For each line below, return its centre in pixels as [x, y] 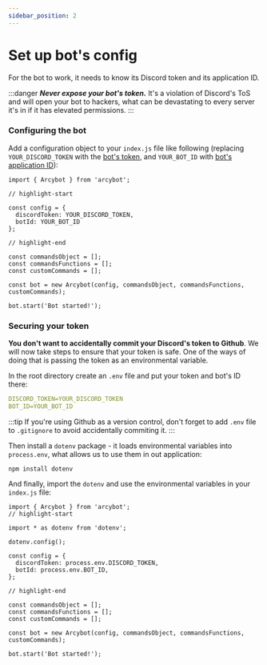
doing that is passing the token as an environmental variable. [108, 360]
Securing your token [49, 326]
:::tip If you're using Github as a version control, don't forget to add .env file [132, 422]
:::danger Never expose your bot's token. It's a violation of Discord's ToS [130, 93]
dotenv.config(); [37, 542]
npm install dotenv [41, 469]
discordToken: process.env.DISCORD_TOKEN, [87, 563]
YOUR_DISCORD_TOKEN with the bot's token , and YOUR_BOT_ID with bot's [120, 156]
